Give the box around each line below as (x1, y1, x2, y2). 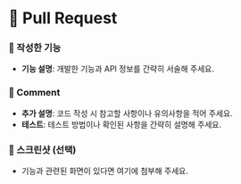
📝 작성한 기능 (8, 42, 62, 54)
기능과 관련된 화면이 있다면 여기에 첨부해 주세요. (21, 165, 188, 177)
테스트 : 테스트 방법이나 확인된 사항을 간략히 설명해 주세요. (21, 119, 222, 130)
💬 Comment (8, 87, 61, 99)
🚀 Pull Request (8, 8, 118, 29)
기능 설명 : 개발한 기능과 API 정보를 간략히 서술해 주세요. (21, 63, 215, 74)
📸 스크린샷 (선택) (8, 143, 77, 155)
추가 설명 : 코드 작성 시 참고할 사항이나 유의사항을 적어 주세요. (21, 107, 233, 119)
